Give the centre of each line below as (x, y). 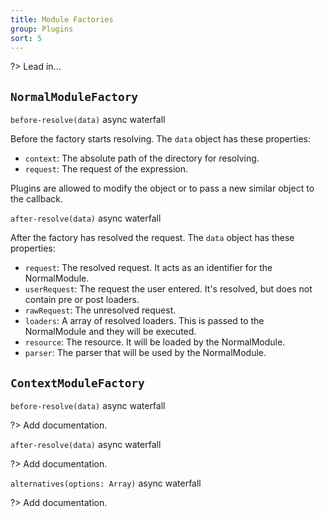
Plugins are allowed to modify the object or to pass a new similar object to (162, 188)
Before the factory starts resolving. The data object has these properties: (161, 139)
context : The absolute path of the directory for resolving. (142, 158)
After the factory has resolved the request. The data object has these (152, 238)
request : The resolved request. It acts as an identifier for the (148, 268)
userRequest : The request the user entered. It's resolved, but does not (168, 289)
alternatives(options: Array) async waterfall (106, 483)
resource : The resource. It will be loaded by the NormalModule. (155, 342)
